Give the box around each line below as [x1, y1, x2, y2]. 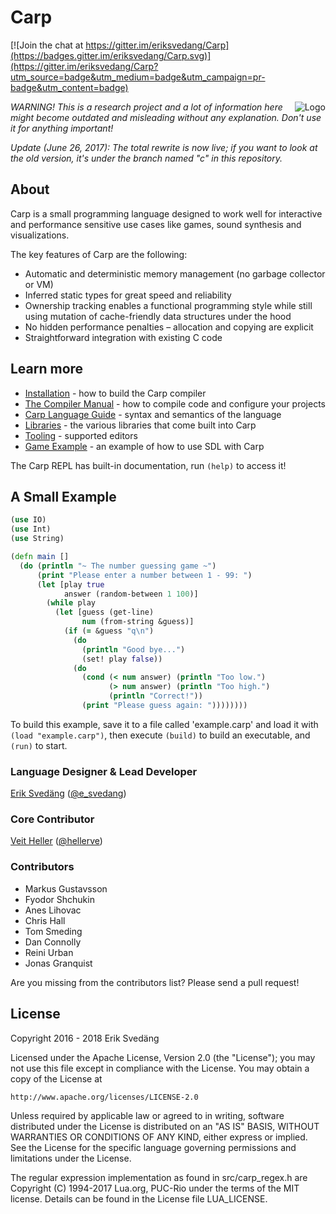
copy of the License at [10, 1072, 103, 1085]
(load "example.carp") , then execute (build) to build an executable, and [10, 729, 311, 741]
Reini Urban [24, 946, 74, 958]
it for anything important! [10, 122, 114, 134]
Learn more [10, 361, 84, 378]
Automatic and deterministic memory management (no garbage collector [24, 267, 326, 280]
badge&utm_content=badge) [10, 81, 129, 93]
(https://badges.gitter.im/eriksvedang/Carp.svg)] [10, 49, 212, 61]
